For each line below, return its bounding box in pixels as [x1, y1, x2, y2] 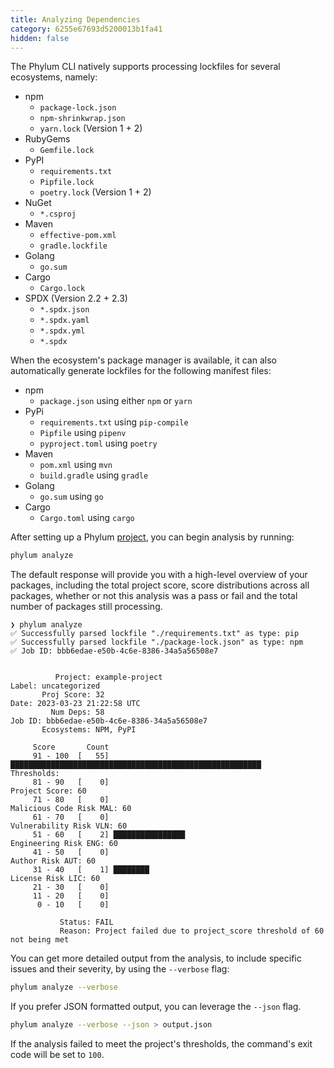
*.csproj [39, 209, 77, 220]
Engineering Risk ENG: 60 [10, 839, 118, 849]
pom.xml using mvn [39, 459, 113, 471]
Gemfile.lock [39, 146, 95, 156]
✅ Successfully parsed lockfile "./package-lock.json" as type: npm [10, 637, 304, 648]
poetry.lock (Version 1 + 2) [39, 186, 152, 198]
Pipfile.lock [39, 177, 95, 188]
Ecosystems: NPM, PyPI [41, 725, 137, 735]
